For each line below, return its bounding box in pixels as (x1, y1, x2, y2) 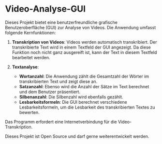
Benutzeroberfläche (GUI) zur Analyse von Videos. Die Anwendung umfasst (5, 24, 156, 30)
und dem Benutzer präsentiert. (19, 89, 81, 95)
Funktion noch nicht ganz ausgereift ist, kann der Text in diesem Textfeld (12, 49, 157, 55)
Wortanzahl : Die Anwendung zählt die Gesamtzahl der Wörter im (19, 73, 149, 79)
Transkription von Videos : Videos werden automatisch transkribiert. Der (12, 39, 157, 45)
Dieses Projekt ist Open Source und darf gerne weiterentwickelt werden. (5, 133, 149, 139)
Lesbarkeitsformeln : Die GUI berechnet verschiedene (19, 99, 127, 105)
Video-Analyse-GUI (5, 3, 86, 15)
